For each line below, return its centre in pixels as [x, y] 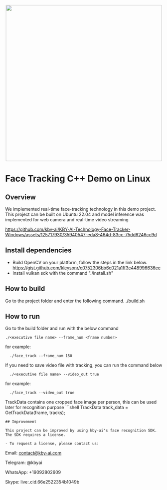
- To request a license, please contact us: [52, 444]
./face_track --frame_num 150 [41, 356]
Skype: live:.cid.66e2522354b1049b [42, 482]
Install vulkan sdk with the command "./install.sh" [63, 273]
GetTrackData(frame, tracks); [35, 413]
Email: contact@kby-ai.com [33, 453]
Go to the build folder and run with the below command [62, 328]
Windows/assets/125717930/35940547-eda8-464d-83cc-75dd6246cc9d [81, 235]
